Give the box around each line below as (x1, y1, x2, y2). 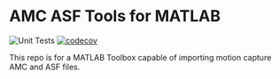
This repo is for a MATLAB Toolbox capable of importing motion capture (9, 52, 272, 62)
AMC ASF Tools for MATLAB (9, 6, 222, 26)
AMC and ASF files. (9, 61, 81, 72)
